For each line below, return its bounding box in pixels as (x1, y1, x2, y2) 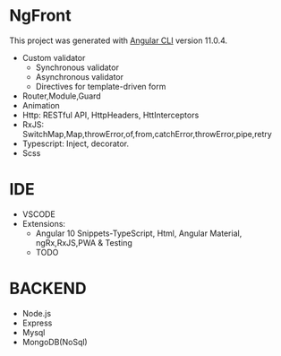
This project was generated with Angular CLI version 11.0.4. (9, 35, 228, 46)
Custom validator (21, 52, 86, 63)
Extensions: (21, 218, 65, 229)
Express (21, 317, 53, 328)
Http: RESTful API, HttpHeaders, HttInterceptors (21, 109, 200, 120)
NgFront (9, 5, 72, 26)
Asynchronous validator (35, 71, 123, 82)
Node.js (21, 308, 52, 318)
